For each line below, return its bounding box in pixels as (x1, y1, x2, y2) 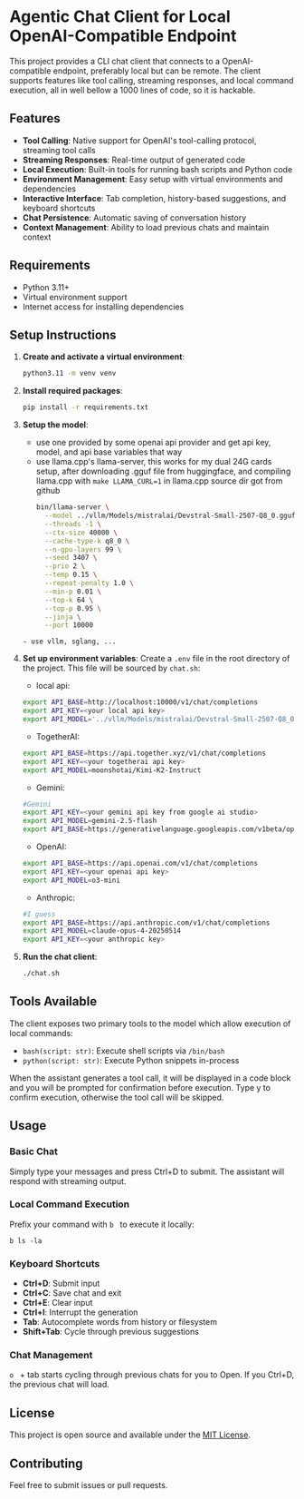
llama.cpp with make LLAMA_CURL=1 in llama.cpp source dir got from (35, 475, 283, 486)
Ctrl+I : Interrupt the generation (22, 1307, 138, 1318)
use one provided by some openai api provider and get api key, (35, 437, 271, 448)
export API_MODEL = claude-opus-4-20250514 (22, 926, 182, 936)
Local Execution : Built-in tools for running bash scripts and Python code (22, 163, 293, 174)
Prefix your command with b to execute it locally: (9, 1219, 195, 1230)
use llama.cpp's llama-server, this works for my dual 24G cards (35, 456, 272, 467)
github (35, 485, 61, 496)
